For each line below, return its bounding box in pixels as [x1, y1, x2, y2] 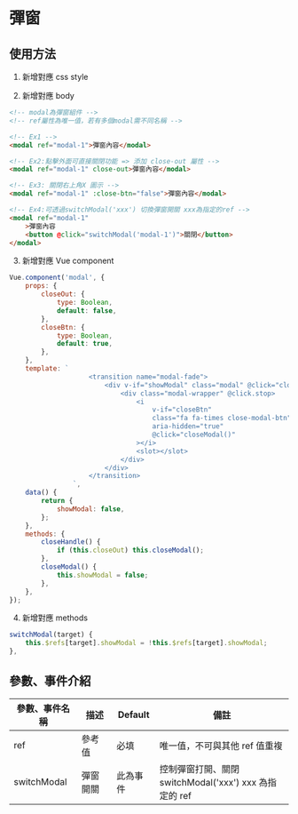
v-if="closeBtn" [152, 405, 213, 414]
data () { [25, 488, 58, 498]
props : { [25, 282, 58, 291]
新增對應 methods [21, 612, 89, 623]
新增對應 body [21, 91, 75, 100]
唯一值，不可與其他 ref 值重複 [159, 739, 283, 752]
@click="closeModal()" [152, 430, 237, 439]
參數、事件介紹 [9, 674, 91, 689]
